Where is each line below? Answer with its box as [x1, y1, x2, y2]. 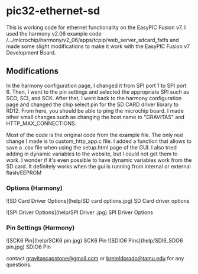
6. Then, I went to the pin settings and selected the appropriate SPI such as [6, 88, 189, 95]
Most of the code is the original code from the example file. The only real [6, 131, 184, 138]
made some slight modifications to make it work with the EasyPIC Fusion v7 [6, 43, 190, 50]
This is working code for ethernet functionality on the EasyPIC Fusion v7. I [6, 24, 186, 31]
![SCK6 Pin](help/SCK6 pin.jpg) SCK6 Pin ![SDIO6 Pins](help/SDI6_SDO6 [6, 237, 183, 244]
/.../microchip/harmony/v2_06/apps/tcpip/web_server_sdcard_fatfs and [6, 36, 179, 43]
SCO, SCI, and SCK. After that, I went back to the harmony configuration [6, 94, 182, 101]
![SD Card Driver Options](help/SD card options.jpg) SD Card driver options [6, 197, 190, 205]
